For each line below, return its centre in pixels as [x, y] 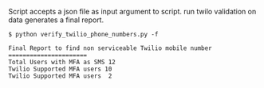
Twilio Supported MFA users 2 [60, 76]
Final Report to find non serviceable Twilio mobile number [110, 48]
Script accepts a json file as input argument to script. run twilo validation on [132, 11]
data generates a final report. [56, 20]
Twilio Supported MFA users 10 [60, 69]
